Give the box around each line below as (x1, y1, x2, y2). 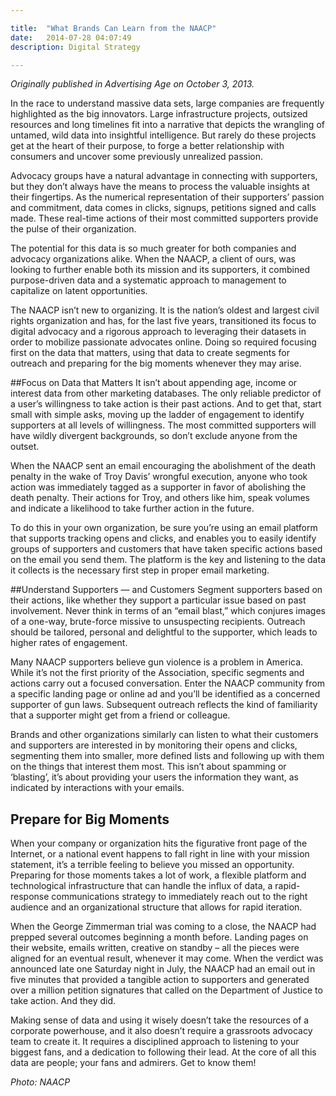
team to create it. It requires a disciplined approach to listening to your (10, 1036, 300, 1048)
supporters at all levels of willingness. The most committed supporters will (10, 419, 317, 431)
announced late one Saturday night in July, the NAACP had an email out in (10, 963, 316, 975)
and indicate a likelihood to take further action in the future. (10, 502, 255, 515)
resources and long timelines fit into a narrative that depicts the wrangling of (10, 119, 325, 131)
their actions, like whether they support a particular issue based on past (10, 594, 307, 606)
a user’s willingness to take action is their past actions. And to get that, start (10, 398, 322, 410)
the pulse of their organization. (10, 223, 137, 235)
